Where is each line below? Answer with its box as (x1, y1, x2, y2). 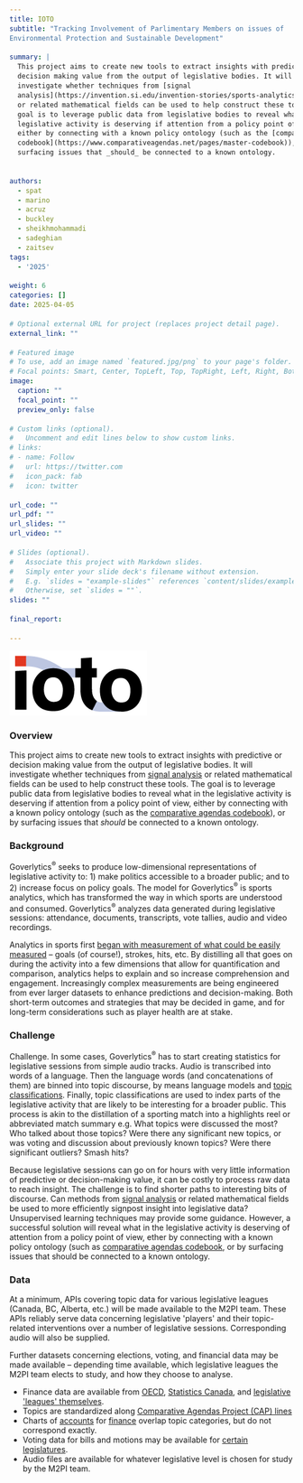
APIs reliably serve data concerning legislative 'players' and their (9, 1313, 251, 1324)
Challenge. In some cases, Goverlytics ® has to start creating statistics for (9, 1049, 281, 1062)
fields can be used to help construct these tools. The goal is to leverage (9, 778, 276, 789)
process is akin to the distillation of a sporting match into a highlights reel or (9, 1109, 291, 1120)
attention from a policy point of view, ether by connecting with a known (9, 1232, 273, 1243)
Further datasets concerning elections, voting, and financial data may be (9, 1350, 279, 1361)
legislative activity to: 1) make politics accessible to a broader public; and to (9, 871, 290, 881)
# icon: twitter (9, 481, 78, 490)
